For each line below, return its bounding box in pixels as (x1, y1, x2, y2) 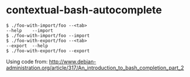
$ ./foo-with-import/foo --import (6, 32, 90, 38)
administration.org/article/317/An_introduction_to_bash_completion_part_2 (6, 64, 184, 71)
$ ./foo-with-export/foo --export (6, 47, 90, 54)
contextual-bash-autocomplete (6, 3, 162, 17)
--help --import (6, 27, 54, 34)
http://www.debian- (48, 58, 96, 65)
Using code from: (6, 58, 48, 65)
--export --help (6, 43, 48, 49)
